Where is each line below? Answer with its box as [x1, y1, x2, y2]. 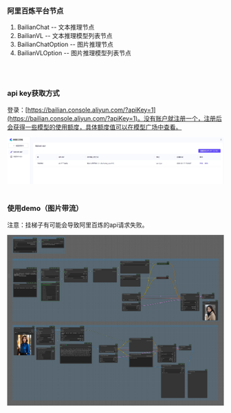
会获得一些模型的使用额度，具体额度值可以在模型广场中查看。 [7, 123, 182, 131]
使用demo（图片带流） [7, 203, 83, 213]
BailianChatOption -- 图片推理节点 [16, 40, 113, 49]
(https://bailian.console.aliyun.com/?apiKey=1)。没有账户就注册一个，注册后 [7, 114, 222, 122]
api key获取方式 [7, 88, 60, 98]
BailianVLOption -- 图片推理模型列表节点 [16, 49, 132, 57]
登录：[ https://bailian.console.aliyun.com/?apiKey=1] [7, 105, 156, 114]
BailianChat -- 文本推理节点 [16, 23, 95, 32]
